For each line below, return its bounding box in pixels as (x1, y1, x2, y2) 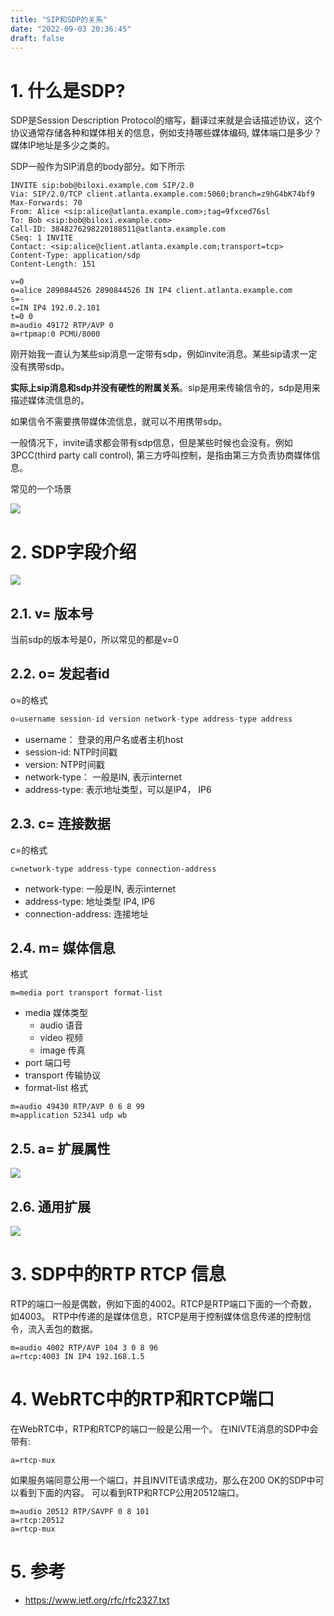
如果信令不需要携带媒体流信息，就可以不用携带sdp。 (10, 416, 228, 428)
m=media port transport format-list (10, 988, 163, 998)
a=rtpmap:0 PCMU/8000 (10, 329, 101, 340)
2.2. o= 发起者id (10, 666, 110, 683)
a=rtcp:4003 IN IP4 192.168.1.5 (10, 1351, 145, 1361)
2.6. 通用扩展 (10, 1198, 91, 1215)
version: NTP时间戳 (24, 758, 105, 770)
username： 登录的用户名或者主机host (24, 733, 184, 745)
